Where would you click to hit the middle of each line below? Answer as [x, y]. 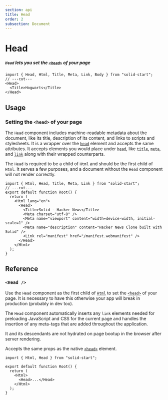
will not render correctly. [30, 174]
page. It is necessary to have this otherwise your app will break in [73, 298]
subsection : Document [28, 24]
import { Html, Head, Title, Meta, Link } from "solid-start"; [72, 184]
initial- [146, 219]
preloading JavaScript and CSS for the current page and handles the [76, 318]
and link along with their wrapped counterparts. [55, 154]
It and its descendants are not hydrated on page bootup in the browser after [83, 333]
